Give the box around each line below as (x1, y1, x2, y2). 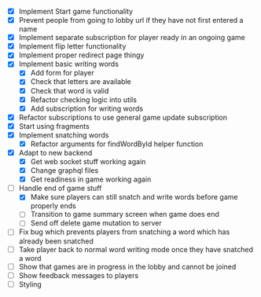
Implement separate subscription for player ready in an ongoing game (18, 33, 245, 42)
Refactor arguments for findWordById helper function (30, 139, 204, 148)
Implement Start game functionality (18, 7, 134, 16)
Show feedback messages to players (18, 270, 139, 280)
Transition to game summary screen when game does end (30, 210, 219, 219)
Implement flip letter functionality (18, 42, 127, 51)
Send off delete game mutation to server (30, 218, 162, 228)
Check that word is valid (30, 86, 109, 95)
